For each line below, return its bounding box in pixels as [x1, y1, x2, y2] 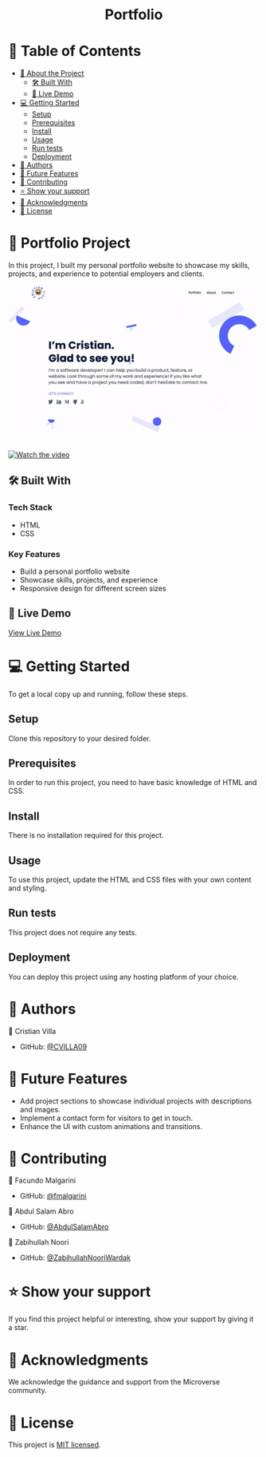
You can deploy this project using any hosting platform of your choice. [8, 972, 239, 981]
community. [8, 1386, 47, 1396]
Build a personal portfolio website [19, 567, 130, 576]
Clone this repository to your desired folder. [8, 733, 151, 743]
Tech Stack [8, 502, 53, 513]
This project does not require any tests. [8, 927, 137, 937]
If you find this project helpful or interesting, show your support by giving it [8, 1314, 254, 1324]
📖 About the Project [19, 69, 84, 78]
